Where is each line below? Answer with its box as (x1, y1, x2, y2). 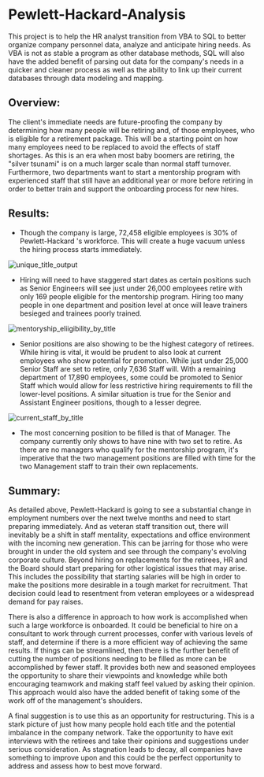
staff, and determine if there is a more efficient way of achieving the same (8, 638, 248, 647)
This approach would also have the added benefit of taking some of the (8, 687, 240, 697)
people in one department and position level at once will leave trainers (19, 300, 248, 309)
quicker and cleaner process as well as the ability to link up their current (8, 65, 243, 74)
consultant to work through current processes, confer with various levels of (8, 629, 254, 638)
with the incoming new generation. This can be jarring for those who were (8, 538, 248, 548)
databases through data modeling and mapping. (8, 73, 164, 83)
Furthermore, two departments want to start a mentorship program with (8, 167, 240, 176)
